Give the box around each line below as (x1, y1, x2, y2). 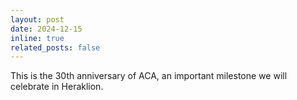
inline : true (10, 33, 65, 43)
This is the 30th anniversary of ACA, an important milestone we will (10, 70, 288, 82)
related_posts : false (10, 42, 101, 53)
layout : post (10, 14, 65, 25)
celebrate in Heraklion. (10, 81, 104, 93)
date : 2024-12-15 (10, 24, 83, 34)
